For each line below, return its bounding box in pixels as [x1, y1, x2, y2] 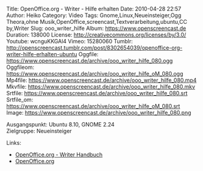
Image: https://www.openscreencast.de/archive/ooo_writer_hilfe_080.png [6, 109, 191, 116]
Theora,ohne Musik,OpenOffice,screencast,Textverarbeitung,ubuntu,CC [6, 18, 188, 25]
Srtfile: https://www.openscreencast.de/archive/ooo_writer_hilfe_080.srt [6, 90, 188, 96]
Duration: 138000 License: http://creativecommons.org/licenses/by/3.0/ [6, 31, 187, 38]
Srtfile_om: [6, 96, 34, 103]
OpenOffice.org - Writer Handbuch [15, 151, 103, 158]
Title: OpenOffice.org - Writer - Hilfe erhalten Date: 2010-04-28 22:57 [6, 5, 182, 12]
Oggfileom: [6, 64, 35, 71]
